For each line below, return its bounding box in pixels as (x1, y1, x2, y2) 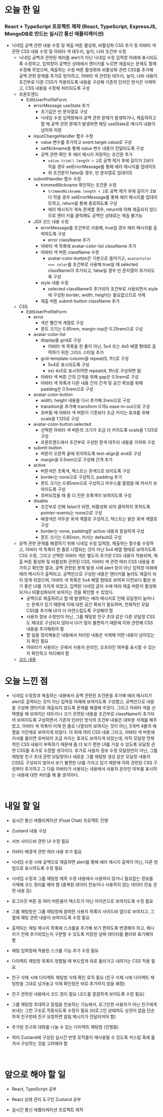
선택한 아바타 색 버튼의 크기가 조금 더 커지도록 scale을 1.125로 (40, 427, 158, 433)
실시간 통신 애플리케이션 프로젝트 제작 (11, 1107, 84, 1113)
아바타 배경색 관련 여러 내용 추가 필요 (11, 849, 82, 854)
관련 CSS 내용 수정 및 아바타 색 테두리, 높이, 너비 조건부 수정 (11, 48, 127, 54)
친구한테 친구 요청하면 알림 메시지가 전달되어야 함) (20, 1014, 116, 1020)
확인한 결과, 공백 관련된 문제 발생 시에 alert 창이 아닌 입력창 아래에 (32, 565, 158, 571)
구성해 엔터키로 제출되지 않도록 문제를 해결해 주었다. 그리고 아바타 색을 (17, 705, 151, 711)
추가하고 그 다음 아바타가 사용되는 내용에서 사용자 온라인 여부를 (24, 766, 145, 772)
